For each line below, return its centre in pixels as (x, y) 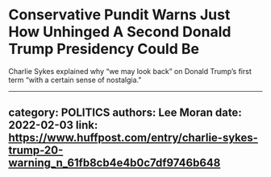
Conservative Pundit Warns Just (119, 15)
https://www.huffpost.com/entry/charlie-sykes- (133, 138)
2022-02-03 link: (53, 125)
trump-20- (36, 150)
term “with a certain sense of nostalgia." (75, 80)
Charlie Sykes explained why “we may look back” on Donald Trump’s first (130, 71)
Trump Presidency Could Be (104, 49)
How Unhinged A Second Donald (120, 32)
